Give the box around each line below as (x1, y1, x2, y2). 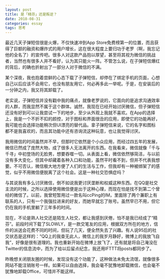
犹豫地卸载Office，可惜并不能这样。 (5, 269, 78, 275)
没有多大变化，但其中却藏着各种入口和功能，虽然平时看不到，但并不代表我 (5, 157, 156, 163)
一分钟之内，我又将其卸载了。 (5, 87, 65, 93)
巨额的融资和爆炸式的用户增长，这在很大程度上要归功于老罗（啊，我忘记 (13, 46, 160, 52)
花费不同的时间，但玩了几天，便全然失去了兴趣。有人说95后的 (26, 227, 152, 233)
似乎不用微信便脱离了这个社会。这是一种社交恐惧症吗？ (13, 169, 126, 175)
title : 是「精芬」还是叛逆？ (5, 12, 57, 17)
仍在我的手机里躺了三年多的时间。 (5, 205, 74, 211)
